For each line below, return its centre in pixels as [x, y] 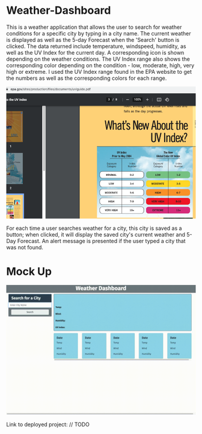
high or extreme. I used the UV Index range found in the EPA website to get [99, 71]
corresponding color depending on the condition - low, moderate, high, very [100, 65]
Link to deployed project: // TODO [48, 424]
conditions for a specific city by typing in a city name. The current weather [99, 33]
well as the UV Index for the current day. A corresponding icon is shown [95, 52]
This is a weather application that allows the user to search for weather [94, 27]
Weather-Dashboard [59, 11]
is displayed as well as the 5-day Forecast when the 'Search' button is [93, 40]
